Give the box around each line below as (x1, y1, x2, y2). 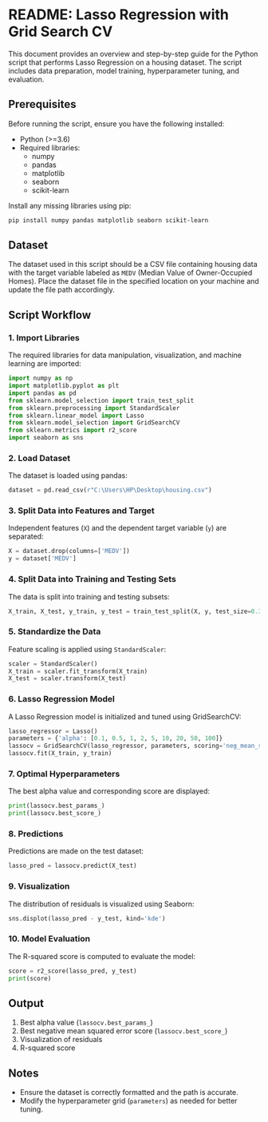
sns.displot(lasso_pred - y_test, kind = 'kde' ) (8, 914, 166, 922)
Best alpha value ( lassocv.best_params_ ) (19, 1017, 153, 1028)
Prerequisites (8, 97, 77, 111)
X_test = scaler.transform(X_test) (8, 674, 127, 682)
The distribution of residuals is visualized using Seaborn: (8, 899, 195, 909)
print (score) (8, 974, 52, 982)
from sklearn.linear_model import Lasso (8, 412, 145, 420)
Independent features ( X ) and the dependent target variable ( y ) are (8, 523, 227, 533)
